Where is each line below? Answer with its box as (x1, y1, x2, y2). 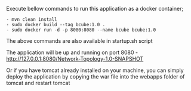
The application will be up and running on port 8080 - (6, 49, 138, 56)
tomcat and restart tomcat (6, 80, 70, 86)
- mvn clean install (6, 17, 58, 23)
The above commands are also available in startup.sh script (6, 37, 153, 44)
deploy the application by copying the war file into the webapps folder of (6, 73, 185, 80)
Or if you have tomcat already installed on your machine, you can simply (6, 67, 184, 74)
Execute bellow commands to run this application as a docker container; (6, 5, 184, 12)
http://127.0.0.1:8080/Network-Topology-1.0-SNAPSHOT (6, 55, 144, 62)
